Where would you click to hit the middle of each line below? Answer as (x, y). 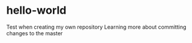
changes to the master (34, 33)
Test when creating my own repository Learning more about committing (96, 27)
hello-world (37, 10)
